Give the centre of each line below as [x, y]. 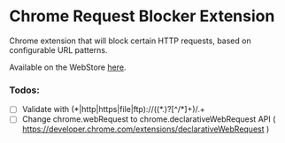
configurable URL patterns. [58, 49]
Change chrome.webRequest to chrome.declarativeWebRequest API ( [149, 119]
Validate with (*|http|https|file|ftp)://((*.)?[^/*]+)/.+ [113, 109]
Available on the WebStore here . [68, 67]
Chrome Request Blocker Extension [142, 16]
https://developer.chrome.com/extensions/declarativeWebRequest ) [146, 129]
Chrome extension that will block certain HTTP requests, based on [130, 41]
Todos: [24, 90]
